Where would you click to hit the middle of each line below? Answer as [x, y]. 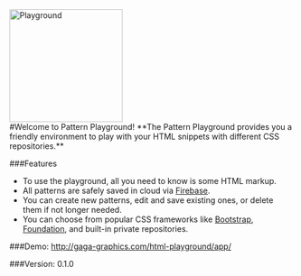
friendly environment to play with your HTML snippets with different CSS [145, 136]
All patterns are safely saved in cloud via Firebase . [116, 190]
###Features [33, 163]
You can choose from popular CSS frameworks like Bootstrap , [138, 219]
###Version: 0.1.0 [42, 264]
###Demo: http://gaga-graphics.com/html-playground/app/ [121, 246]
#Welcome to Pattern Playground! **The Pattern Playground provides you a [150, 127]
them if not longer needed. [72, 210]
